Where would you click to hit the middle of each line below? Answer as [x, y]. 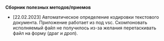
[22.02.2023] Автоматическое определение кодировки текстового [86, 17]
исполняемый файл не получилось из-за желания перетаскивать [84, 28]
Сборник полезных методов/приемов [48, 7]
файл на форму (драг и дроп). [45, 33]
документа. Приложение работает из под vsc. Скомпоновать [80, 23]
